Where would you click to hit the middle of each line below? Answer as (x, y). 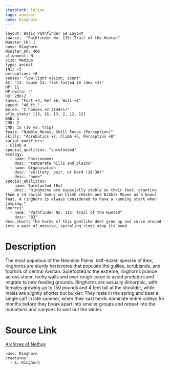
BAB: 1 (12, 119)
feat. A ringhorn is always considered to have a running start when (81, 199)
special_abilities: (26, 181)
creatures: (17, 358)
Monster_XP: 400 (23, 52)
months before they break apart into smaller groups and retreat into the (80, 304)
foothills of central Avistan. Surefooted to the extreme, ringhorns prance (81, 271)
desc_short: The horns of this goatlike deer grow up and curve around (83, 222)
